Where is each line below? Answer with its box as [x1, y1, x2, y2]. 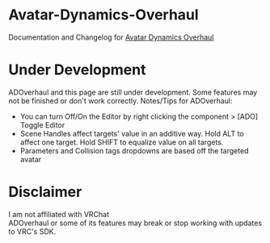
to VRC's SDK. [8, 226, 57, 236]
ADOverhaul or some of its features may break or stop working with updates [8, 218, 263, 228]
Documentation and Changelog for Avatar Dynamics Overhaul [8, 32, 214, 42]
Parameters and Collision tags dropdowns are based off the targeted [19, 145, 249, 155]
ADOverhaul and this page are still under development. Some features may [8, 87, 258, 97]
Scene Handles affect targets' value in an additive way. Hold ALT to [19, 128, 244, 138]
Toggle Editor [19, 119, 65, 130]
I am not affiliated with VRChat [8, 209, 110, 219]
